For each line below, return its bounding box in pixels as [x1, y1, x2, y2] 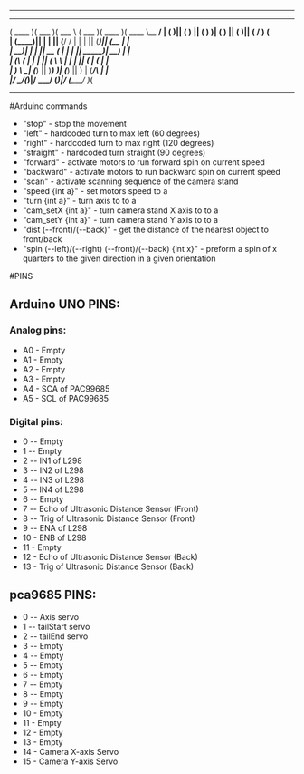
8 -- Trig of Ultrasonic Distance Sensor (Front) [22, 513, 195, 524]
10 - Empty [22, 708, 63, 719]
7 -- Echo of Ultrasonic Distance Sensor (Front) [22, 503, 199, 514]
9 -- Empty [22, 698, 64, 709]
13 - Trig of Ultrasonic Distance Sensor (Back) [22, 561, 195, 572]
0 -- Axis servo [22, 611, 80, 622]
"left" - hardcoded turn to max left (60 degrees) [22, 128, 201, 139]
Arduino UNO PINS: [9, 296, 120, 313]
